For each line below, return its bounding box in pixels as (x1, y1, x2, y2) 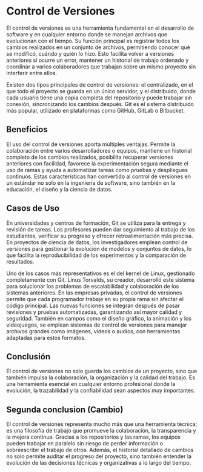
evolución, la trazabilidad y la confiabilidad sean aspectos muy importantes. (6, 387, 196, 394)
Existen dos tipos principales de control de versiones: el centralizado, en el (6, 81, 193, 88)
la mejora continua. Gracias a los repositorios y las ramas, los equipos (6, 433, 181, 440)
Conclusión (6, 351, 51, 362)
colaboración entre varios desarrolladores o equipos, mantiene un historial (6, 147, 192, 154)
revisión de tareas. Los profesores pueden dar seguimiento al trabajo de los (6, 225, 195, 233)
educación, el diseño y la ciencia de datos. (6, 185, 113, 193)
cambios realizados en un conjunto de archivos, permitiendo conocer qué (6, 44, 191, 51)
